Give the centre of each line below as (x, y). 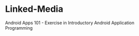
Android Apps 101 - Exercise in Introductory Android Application (70, 23)
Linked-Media (34, 9)
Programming (19, 28)
